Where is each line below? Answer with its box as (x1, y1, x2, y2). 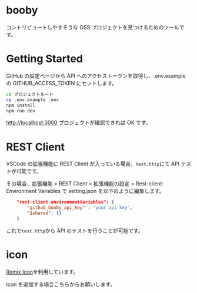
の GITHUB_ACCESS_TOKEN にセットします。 (6, 79, 118, 86)
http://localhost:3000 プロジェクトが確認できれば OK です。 (6, 119, 151, 126)
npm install (6, 102, 35, 108)
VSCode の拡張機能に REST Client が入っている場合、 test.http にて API (6, 160, 180, 168)
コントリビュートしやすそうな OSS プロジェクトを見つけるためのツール (6, 24, 179, 31)
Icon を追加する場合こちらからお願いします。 (6, 281, 116, 288)
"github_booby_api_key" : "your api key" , (27, 205, 133, 211)
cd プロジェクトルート (6, 91, 54, 97)
